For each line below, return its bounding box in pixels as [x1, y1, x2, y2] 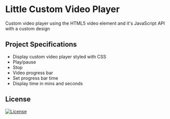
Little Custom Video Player [5, 4, 120, 15]
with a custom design [5, 25, 50, 31]
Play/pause [12, 59, 37, 65]
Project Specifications [5, 40, 77, 49]
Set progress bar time [12, 75, 58, 81]
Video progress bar [12, 70, 53, 76]
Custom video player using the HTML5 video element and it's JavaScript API [5, 20, 165, 26]
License [5, 95, 31, 104]
